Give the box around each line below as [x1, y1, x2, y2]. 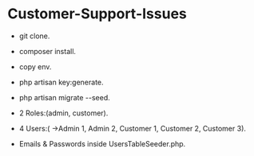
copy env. [18, 61, 52, 72]
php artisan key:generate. [18, 77, 105, 87]
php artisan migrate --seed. [18, 92, 111, 102]
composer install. [18, 46, 77, 56]
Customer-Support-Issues [7, 5, 187, 23]
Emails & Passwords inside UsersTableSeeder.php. [18, 138, 186, 148]
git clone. [18, 31, 50, 41]
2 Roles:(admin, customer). [18, 108, 109, 118]
